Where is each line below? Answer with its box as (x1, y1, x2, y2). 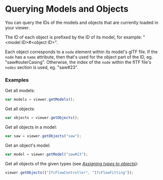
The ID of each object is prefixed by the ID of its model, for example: (5, 34, 142, 40)
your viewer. (5, 24, 30, 30)
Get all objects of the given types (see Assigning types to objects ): (5, 160, 139, 166)
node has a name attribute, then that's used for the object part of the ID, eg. (5, 54, 153, 60)
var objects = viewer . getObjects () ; (5, 116, 79, 120)
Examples (5, 77, 29, 83)
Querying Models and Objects (5, 3, 129, 15)
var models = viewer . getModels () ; (5, 97, 75, 102)
